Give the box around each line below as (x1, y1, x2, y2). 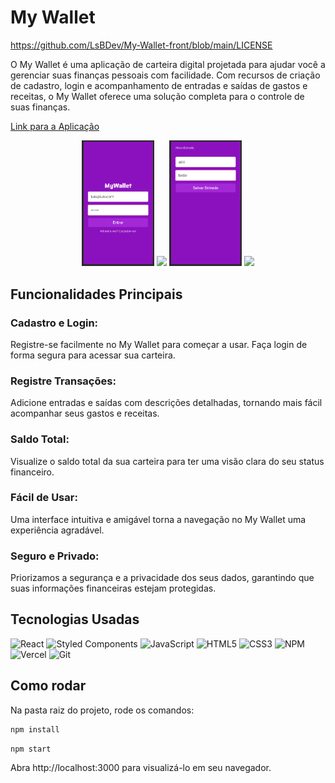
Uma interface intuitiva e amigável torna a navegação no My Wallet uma (10, 513, 307, 525)
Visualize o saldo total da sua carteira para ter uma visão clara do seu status (10, 455, 325, 467)
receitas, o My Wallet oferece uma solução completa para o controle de (10, 90, 305, 102)
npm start (10, 744, 52, 754)
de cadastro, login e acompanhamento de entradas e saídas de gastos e (10, 79, 308, 91)
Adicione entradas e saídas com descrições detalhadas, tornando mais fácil (10, 397, 323, 409)
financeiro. (10, 466, 55, 478)
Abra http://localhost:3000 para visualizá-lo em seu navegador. (10, 762, 272, 774)
